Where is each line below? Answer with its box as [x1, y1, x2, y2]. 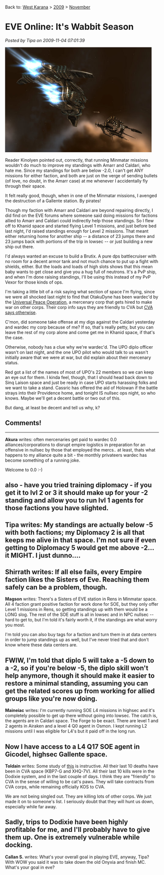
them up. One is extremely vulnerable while [5, 833, 140, 842]
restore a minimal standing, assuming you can [5, 679, 148, 687]
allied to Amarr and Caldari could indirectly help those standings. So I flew [5, 217, 154, 223]
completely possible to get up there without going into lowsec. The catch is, [5, 712, 158, 719]
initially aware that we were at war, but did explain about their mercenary [5, 355, 151, 360]
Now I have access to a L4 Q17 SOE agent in [5, 742, 140, 751]
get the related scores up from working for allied [5, 686, 155, 695]
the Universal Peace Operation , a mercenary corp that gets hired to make [5, 299, 152, 305]
